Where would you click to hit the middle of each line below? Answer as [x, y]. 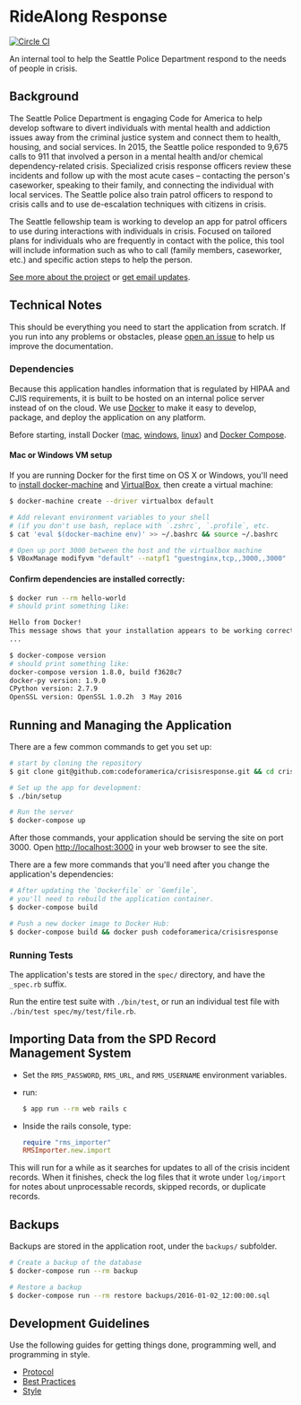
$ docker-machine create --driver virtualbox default [112, 501]
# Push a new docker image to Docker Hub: [90, 923]
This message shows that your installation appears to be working [136, 631]
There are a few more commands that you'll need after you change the [140, 865]
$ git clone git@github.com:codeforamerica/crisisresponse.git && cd [142, 771]
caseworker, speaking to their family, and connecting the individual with [142, 185]
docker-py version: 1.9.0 [57, 681]
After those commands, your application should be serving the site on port [146, 838]
